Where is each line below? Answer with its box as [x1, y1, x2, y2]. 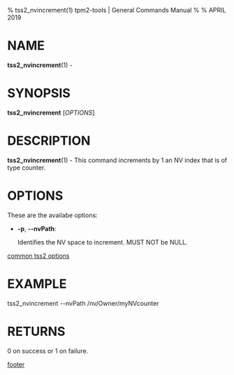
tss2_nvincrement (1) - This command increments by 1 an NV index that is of [7, 156, 228, 164]
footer [7, 360, 25, 369]
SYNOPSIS [7, 85, 71, 101]
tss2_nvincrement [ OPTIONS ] [7, 108, 95, 117]
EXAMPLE [7, 276, 67, 292]
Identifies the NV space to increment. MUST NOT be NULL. [17, 237, 188, 247]
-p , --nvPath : [17, 224, 57, 233]
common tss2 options [7, 251, 70, 260]
